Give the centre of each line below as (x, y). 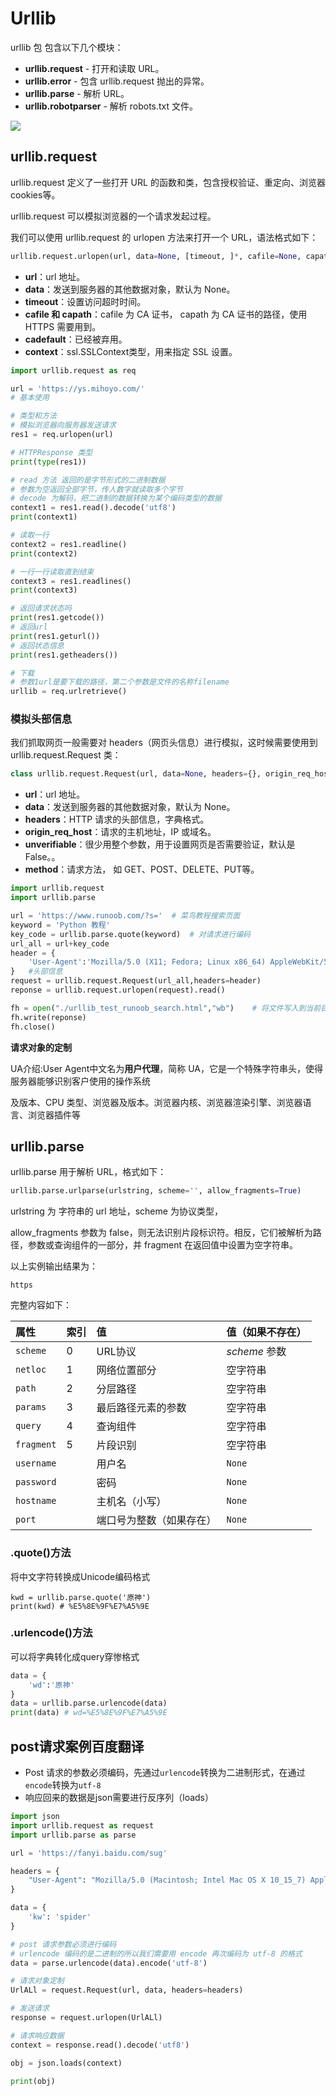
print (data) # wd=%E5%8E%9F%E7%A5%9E (89, 1713)
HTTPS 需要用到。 (63, 326)
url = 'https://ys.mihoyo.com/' (77, 388)
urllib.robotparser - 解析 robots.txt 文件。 (111, 106)
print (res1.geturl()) (55, 636)
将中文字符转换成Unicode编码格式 (80, 1576)
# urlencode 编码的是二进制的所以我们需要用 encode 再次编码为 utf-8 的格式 (156, 1953)
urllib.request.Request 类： (66, 755)
